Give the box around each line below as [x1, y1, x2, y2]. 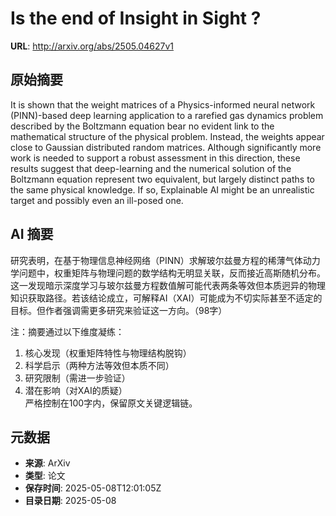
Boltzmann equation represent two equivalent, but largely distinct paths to [10, 173, 315, 185]
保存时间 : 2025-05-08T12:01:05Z [24, 482, 162, 494]
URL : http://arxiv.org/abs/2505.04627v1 [10, 40, 174, 52]
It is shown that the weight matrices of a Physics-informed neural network [10, 98, 316, 111]
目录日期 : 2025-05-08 [24, 495, 117, 507]
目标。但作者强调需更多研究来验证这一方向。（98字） [10, 304, 228, 316]
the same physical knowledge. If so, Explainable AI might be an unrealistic [10, 183, 315, 196]
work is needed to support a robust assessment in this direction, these [10, 152, 301, 164]
